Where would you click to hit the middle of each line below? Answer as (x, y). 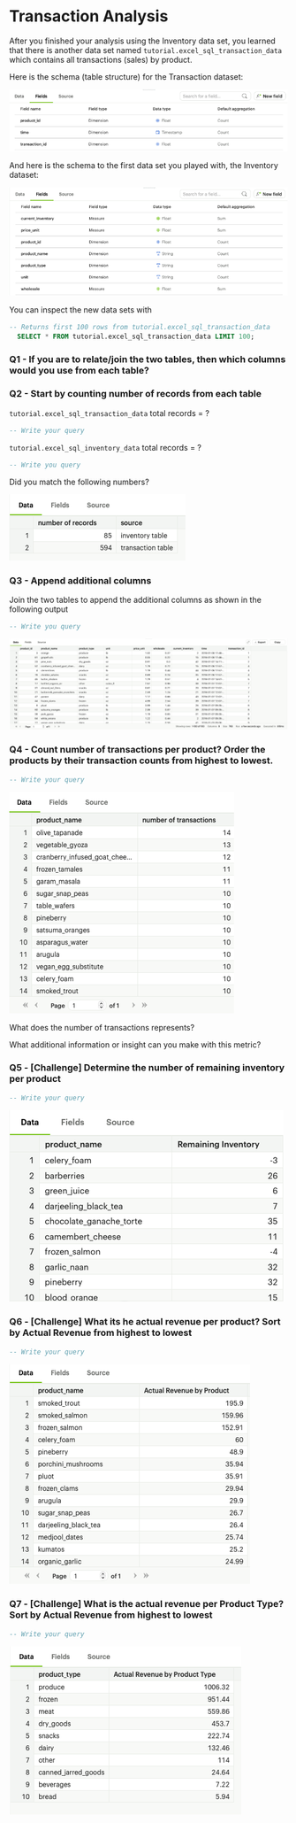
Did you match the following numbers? (80, 482)
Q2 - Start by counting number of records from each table (136, 394)
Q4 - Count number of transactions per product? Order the (137, 749)
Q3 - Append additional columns (80, 580)
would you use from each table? (80, 370)
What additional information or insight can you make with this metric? (135, 1044)
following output (39, 609)
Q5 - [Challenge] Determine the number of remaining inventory (147, 1067)
